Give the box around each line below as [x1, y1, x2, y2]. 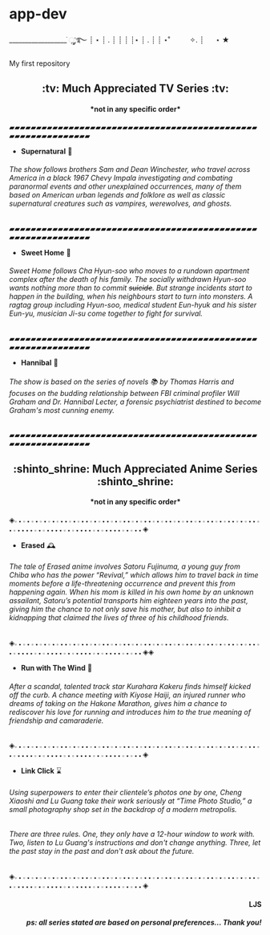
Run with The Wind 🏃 [20, 663, 93, 672]
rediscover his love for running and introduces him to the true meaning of [9, 707, 252, 717]
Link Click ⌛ [20, 766, 62, 776]
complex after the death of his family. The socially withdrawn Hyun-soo [9, 275, 247, 284]
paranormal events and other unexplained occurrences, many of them [9, 182, 242, 191]
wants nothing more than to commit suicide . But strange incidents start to [9, 283, 253, 293]
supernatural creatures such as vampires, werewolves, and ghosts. [9, 198, 232, 209]
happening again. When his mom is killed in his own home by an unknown [9, 587, 255, 597]
